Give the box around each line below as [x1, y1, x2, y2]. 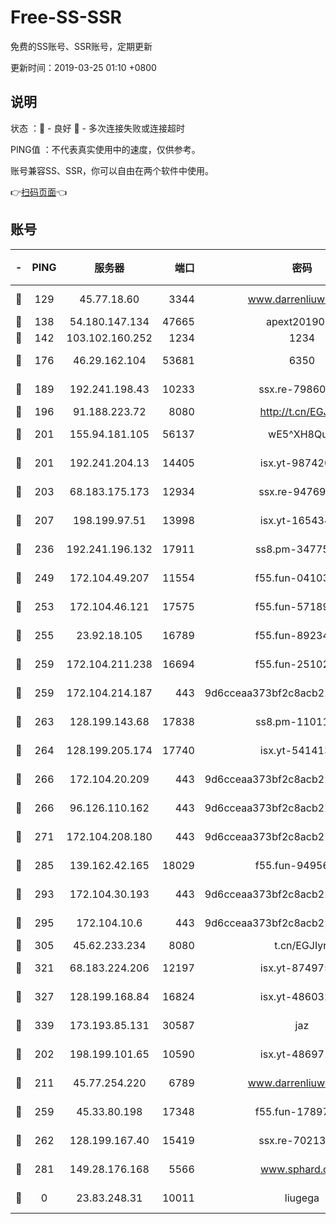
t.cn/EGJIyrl [274, 938, 330, 952]
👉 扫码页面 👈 [10, 186, 68, 198]
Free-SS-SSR [10, 6, 122, 29]
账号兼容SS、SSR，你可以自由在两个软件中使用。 [10, 164, 214, 176]
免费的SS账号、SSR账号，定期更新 [10, 40, 153, 52]
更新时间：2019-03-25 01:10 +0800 [10, 61, 157, 73]
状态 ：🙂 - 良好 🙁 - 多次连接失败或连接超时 [10, 122, 185, 134]
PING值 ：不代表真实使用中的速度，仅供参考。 [10, 143, 201, 155]
